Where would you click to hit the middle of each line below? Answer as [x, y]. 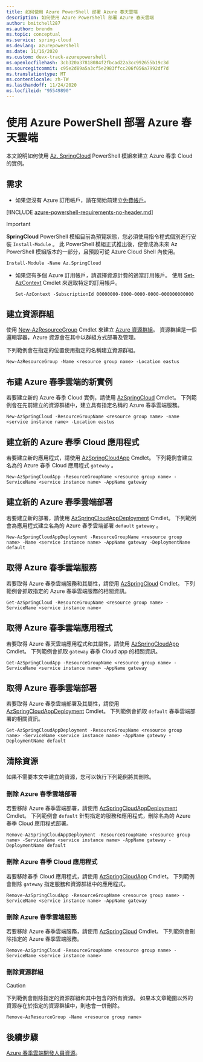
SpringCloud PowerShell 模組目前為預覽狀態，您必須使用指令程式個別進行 [99, 236]
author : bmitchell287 [34, 23]
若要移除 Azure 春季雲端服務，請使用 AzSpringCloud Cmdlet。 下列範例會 [98, 932]
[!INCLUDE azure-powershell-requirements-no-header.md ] [80, 212]
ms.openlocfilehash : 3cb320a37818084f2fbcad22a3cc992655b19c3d [88, 62]
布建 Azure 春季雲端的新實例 [60, 382]
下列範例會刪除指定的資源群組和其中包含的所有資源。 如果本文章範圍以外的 [100, 998]
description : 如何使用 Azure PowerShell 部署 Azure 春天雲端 [80, 18]
